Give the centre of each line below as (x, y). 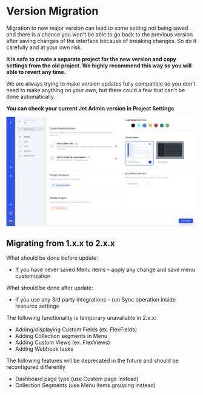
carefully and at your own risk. (44, 47)
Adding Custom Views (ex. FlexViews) (62, 343)
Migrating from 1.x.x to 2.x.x (61, 243)
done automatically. (31, 96)
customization (33, 276)
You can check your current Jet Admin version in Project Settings (90, 108)
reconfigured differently (36, 367)
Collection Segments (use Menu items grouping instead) (85, 385)
